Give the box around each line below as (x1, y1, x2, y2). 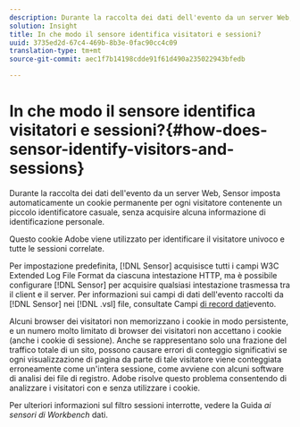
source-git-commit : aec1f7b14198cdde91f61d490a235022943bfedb (9, 55, 246, 64)
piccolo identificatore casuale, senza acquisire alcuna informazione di (9, 207, 266, 218)
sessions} (9, 158, 85, 179)
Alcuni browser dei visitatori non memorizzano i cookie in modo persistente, (9, 315, 288, 327)
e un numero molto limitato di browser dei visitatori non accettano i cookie (9, 325, 282, 336)
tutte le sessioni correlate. (9, 243, 105, 253)
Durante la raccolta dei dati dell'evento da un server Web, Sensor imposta (9, 187, 281, 198)
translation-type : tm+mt (9, 47, 102, 56)
